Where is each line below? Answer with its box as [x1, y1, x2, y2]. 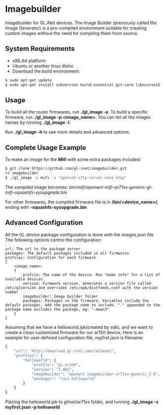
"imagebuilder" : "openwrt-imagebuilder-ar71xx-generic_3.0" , [31, 372, 161, 377]
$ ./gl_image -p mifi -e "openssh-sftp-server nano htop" [5, 175, 127, 180]
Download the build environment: [12, 68, 80, 74]
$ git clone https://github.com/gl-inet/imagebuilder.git [5, 166, 127, 171]
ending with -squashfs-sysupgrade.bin [5, 204, 87, 210]
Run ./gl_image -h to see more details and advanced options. [5, 129, 130, 135]
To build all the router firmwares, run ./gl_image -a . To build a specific [5, 109, 148, 115]
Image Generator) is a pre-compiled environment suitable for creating [5, 25, 147, 31]
